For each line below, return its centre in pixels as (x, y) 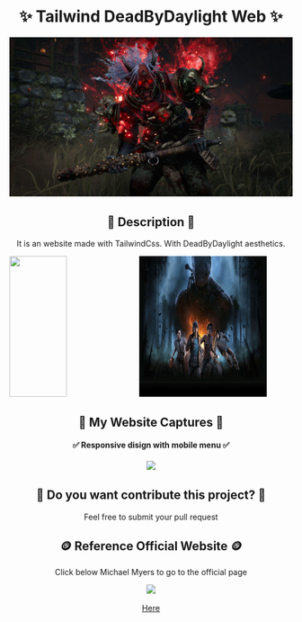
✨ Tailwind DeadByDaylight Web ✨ (151, 17)
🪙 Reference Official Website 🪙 (151, 546)
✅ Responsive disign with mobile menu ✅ (151, 445)
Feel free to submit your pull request (151, 517)
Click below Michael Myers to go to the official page (151, 572)
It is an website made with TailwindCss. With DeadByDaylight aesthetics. (151, 244)
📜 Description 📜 (151, 222)
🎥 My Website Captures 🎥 (151, 422)
